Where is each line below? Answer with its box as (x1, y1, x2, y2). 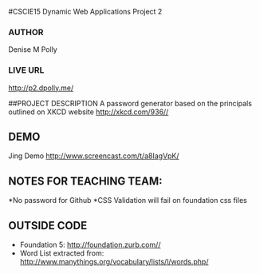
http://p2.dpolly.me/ (8, 83, 74, 93)
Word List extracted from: (19, 248, 104, 258)
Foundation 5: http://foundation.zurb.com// (19, 240, 161, 250)
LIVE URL (8, 65, 45, 76)
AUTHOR (8, 26, 44, 38)
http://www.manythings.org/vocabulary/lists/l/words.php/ (19, 257, 209, 267)
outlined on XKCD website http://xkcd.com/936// (8, 107, 169, 117)
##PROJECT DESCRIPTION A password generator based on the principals (8, 98, 253, 108)
